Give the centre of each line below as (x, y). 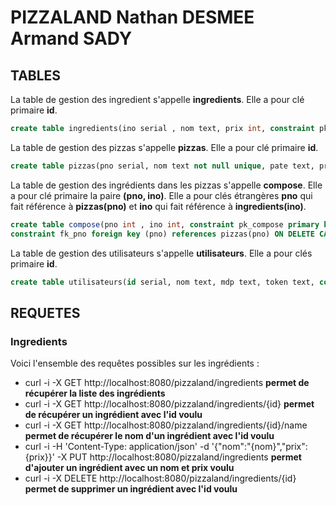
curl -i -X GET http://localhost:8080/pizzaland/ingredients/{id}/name (166, 425)
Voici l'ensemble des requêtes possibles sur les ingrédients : (135, 363)
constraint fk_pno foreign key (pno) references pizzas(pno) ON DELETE (162, 234)
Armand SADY (71, 38)
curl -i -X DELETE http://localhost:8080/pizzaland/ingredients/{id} (160, 478)
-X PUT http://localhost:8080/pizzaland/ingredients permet (179, 457)
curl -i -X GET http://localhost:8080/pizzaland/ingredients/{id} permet (169, 404)
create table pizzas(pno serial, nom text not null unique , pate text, (162, 166)
